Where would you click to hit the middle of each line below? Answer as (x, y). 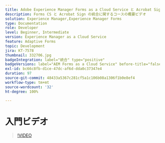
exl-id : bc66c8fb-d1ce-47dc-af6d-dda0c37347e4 (54, 69)
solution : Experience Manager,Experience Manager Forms (63, 19)
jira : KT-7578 (20, 50)
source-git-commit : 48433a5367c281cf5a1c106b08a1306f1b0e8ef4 (70, 78)
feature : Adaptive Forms (30, 42)
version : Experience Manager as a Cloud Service (56, 37)
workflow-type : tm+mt (27, 82)
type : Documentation (26, 23)
